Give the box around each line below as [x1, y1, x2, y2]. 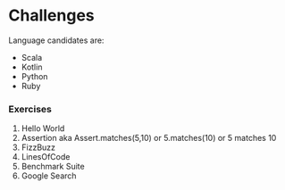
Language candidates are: [8, 35, 105, 45]
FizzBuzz [21, 142, 55, 153]
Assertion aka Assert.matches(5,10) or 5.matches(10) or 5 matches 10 [21, 133, 277, 144]
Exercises [8, 103, 53, 115]
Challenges [8, 5, 95, 26]
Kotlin [21, 62, 43, 72]
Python [21, 70, 48, 81]
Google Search [21, 170, 77, 181]
